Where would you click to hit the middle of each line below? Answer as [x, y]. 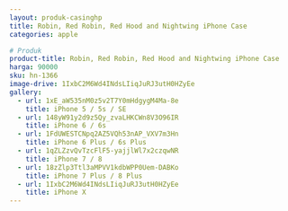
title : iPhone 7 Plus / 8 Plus [84, 176]
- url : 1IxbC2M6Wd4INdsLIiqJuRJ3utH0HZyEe [98, 184]
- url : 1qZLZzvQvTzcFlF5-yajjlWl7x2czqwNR [98, 151]
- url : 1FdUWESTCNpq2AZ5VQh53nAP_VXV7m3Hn [98, 134]
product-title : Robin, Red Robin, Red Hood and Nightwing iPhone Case [144, 59]
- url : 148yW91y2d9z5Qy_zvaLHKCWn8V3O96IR [98, 118]
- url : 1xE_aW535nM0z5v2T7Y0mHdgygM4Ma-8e [98, 101]
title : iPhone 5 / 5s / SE [76, 109]
